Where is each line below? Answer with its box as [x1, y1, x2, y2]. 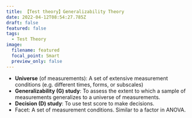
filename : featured [11, 47, 60, 53]
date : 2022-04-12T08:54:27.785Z [6, 14, 86, 20]
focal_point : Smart [11, 53, 60, 59]
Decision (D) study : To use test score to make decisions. [14, 100, 155, 107]
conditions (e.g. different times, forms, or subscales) [14, 81, 144, 88]
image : [6, 42, 23, 48]
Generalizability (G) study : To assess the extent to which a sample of [14, 87, 186, 94]
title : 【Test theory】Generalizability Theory [6, 8, 125, 15]
